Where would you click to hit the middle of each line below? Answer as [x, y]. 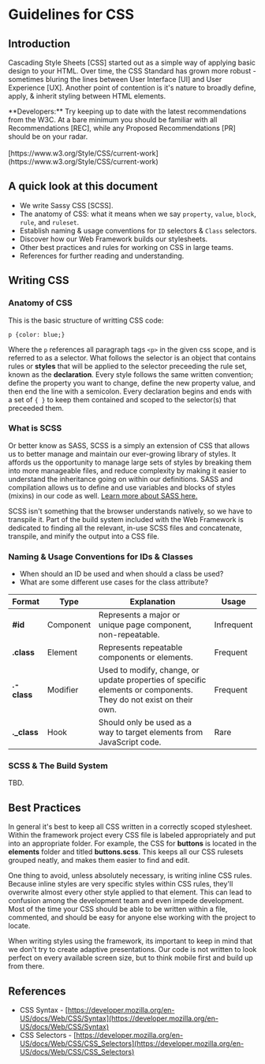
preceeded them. [36, 408]
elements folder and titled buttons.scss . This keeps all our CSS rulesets [126, 852]
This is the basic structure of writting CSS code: [86, 320]
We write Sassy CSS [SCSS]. [66, 205]
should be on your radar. [48, 136]
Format [26, 602]
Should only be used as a [145, 722]
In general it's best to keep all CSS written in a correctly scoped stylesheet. [130, 827]
